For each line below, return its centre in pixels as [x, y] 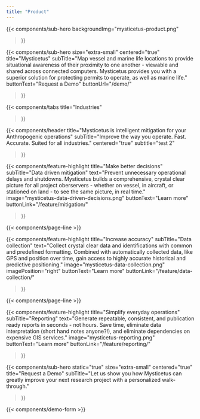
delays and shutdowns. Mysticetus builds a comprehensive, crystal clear [96, 179]
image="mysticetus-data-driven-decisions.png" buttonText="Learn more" [97, 198]
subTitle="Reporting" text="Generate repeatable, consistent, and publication [100, 318]
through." [18, 386]
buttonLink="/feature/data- [159, 271]
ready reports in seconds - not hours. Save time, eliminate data [84, 324]
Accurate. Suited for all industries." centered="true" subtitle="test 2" [90, 143]
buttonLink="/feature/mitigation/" [47, 204]
